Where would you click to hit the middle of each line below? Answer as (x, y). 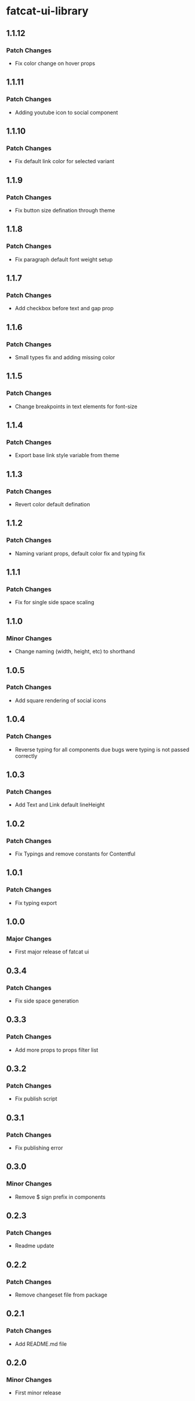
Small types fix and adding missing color (65, 357)
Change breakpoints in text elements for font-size (76, 406)
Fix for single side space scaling (54, 602)
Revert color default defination (52, 505)
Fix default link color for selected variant (65, 161)
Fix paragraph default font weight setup (64, 259)
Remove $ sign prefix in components (60, 1197)
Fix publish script (36, 1099)
